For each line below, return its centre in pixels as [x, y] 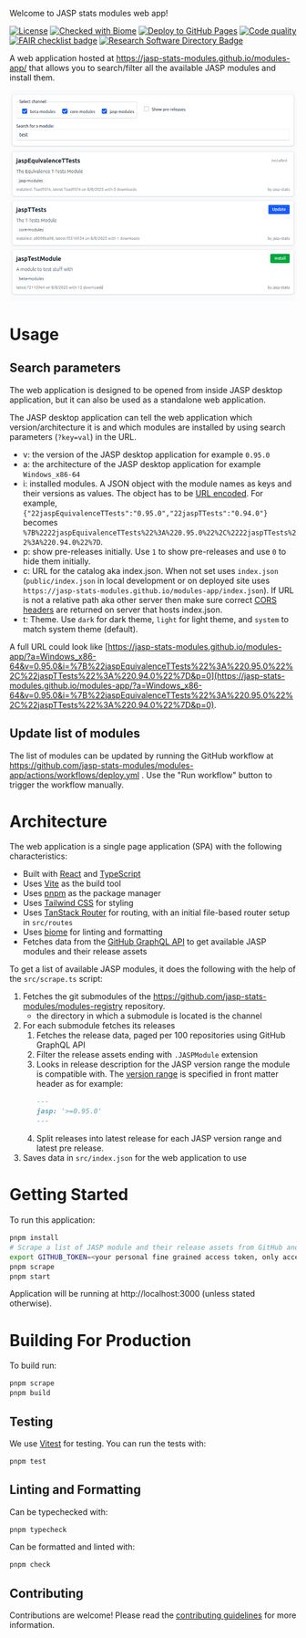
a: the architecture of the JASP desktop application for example [142, 464]
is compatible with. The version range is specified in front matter [158, 1074]
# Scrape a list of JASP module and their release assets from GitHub [146, 1247]
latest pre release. [70, 1148]
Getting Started [69, 1195]
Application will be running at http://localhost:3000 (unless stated [133, 1294]
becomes [40, 522]
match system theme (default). [80, 629]
